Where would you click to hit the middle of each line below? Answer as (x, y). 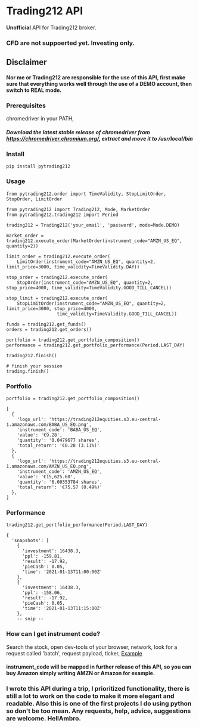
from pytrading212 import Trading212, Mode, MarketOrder (78, 209)
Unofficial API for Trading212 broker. (51, 27)
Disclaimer (27, 62)
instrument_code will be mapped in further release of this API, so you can (99, 667)
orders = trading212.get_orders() (49, 329)
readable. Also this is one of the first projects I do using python (99, 704)
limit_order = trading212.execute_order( (58, 256)
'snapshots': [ (30, 541)
